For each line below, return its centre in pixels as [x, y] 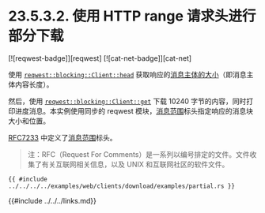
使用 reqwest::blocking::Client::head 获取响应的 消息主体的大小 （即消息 [127, 74]
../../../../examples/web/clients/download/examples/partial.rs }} [122, 186]
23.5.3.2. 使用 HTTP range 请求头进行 [132, 16]
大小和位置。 [29, 121]
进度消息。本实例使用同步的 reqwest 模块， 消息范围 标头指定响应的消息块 [134, 110]
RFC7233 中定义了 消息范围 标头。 [62, 137]
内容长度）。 [34, 84]
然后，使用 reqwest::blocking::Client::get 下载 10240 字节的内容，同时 [127, 101]
